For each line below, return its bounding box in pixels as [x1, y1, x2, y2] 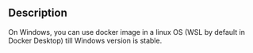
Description [8, 6, 67, 20]
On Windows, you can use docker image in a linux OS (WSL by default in [8, 27, 246, 36]
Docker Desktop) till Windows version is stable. [8, 36, 163, 45]
